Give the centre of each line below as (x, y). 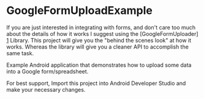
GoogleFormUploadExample (80, 11)
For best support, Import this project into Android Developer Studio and (96, 83)
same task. (20, 53)
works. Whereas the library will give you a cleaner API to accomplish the (97, 47)
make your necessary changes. (46, 89)
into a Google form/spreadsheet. (47, 71)
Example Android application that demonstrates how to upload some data (99, 65)
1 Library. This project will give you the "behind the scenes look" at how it (99, 40)
